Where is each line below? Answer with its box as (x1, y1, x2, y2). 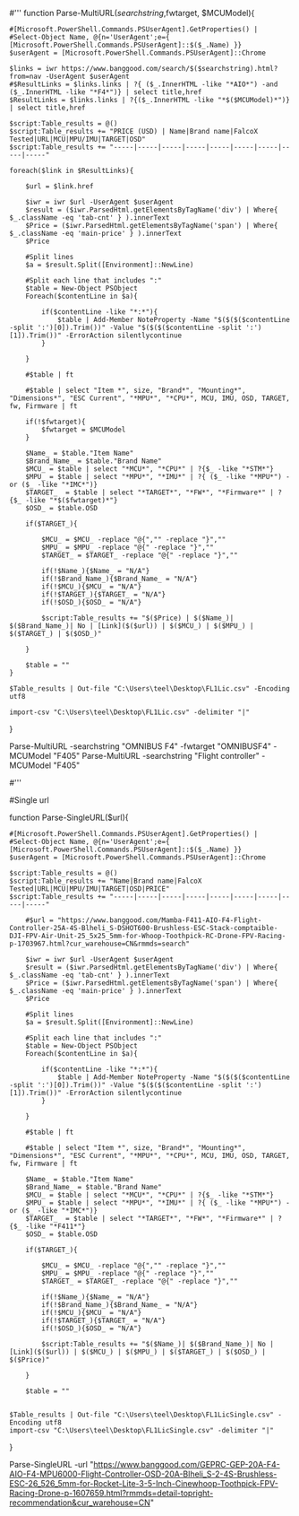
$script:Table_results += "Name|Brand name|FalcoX (9, 876, 202, 885)
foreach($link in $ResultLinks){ (9, 166, 134, 175)
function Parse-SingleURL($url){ (9, 812, 129, 823)
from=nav (9, 72, 42, 81)
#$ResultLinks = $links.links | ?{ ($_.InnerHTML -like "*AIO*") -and (9, 80, 278, 89)
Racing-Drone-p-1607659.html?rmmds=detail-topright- (9, 1488, 214, 1498)
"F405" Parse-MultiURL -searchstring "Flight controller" (53, 751, 260, 761)
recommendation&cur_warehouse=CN (9, 1497, 150, 1508)
